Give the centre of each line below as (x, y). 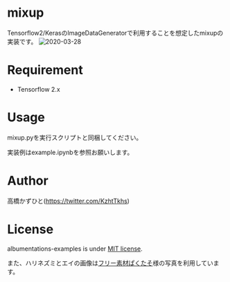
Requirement (45, 70)
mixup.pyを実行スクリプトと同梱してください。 (75, 138)
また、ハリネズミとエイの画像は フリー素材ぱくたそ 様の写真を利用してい (110, 263)
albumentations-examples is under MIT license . (75, 249)
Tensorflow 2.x (38, 89)
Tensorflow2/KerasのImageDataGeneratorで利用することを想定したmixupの (115, 33)
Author (28, 181)
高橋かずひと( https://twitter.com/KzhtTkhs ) (69, 201)
